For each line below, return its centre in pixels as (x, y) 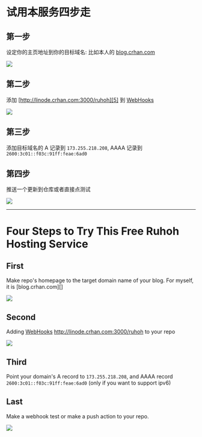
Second (21, 317)
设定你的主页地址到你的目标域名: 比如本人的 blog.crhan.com (81, 52)
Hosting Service (47, 244)
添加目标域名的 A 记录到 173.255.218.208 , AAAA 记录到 (75, 148)
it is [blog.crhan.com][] (35, 287)
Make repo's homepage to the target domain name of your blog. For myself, (100, 280)
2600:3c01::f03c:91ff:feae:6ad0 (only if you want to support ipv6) (89, 383)
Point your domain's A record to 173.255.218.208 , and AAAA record (90, 377)
